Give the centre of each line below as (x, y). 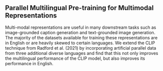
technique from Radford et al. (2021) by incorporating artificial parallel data (81, 48)
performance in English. (29, 63)
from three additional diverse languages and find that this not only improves (82, 53)
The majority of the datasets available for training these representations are (81, 37)
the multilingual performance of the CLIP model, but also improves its (75, 58)
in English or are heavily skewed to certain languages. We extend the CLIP (80, 43)
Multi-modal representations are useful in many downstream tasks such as (81, 27)
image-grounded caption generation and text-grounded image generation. (80, 32)
